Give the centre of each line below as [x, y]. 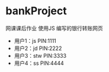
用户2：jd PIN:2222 [38, 48]
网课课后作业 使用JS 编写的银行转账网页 [54, 28]
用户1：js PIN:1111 [35, 40]
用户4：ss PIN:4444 [39, 63]
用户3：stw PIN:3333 [40, 55]
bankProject [36, 11]
